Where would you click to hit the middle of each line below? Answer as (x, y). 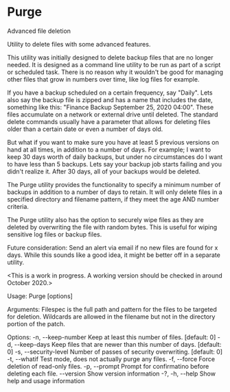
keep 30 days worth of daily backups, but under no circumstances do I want (115, 157)
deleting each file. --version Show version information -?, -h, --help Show (112, 373)
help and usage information (46, 380)
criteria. (18, 206)
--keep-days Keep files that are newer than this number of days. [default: (118, 344)
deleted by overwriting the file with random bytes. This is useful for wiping (112, 227)
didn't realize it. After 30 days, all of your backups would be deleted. (104, 171)
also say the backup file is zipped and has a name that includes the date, (110, 99)
